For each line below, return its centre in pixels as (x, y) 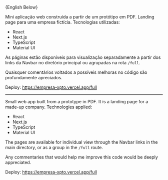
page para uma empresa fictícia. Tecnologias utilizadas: (62, 22)
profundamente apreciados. (34, 78)
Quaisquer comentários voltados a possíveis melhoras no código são (76, 72)
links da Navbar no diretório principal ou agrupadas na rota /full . (73, 63)
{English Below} (21, 7)
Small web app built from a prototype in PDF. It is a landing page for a (77, 101)
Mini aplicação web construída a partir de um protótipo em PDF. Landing (80, 17)
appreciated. (18, 162)
